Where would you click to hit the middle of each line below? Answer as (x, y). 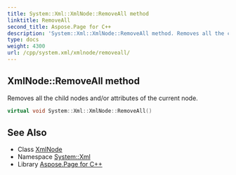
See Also (27, 133)
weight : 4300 (26, 46)
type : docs (23, 40)
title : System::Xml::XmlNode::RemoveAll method (78, 14)
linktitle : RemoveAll (39, 20)
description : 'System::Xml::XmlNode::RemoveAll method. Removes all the (116, 33)
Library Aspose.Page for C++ (60, 164)
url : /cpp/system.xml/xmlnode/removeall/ (69, 53)
